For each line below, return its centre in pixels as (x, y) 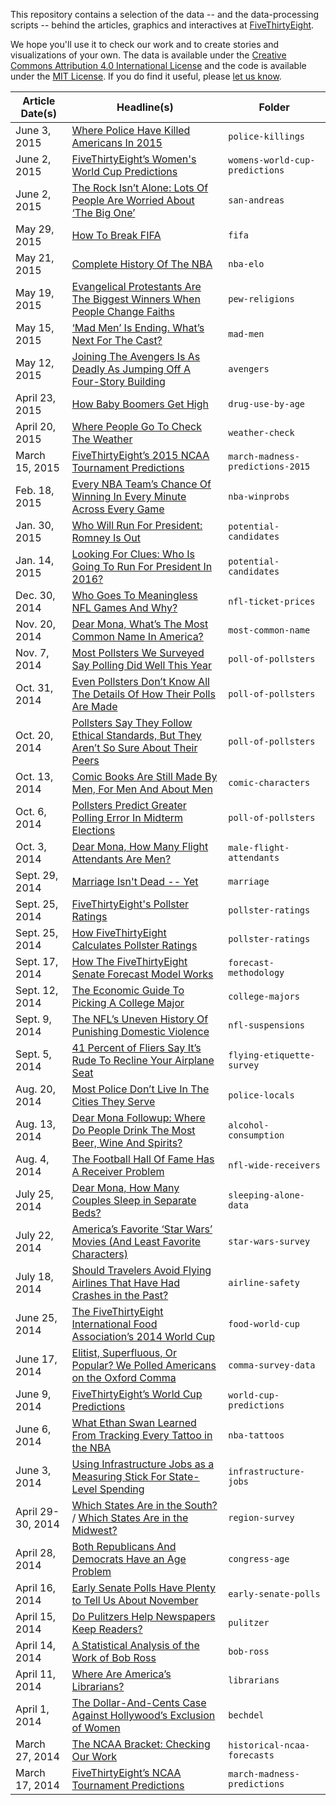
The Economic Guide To (128, 990)
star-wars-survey (269, 1241)
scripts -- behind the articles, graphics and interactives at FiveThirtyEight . (162, 25)
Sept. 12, (37, 990)
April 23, (36, 397)
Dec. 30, (35, 595)
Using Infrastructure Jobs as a (143, 1464)
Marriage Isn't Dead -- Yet (135, 881)
